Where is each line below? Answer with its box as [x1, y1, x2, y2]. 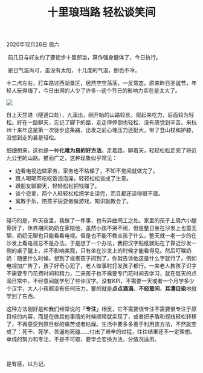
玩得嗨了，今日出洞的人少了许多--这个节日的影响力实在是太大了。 [16, 87, 181, 94]
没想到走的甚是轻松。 [6, 134, 59, 141]
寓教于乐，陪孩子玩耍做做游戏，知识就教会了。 [14, 197, 132, 205]
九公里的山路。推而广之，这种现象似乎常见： [6, 154, 118, 162]
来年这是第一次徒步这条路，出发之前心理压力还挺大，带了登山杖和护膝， [16, 127, 197, 134]
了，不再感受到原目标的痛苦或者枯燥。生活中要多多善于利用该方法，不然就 [6, 320, 192, 328]
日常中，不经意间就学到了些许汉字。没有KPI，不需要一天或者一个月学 [11, 277, 184, 285]
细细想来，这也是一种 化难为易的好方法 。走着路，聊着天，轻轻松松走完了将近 [6, 147, 197, 154]
